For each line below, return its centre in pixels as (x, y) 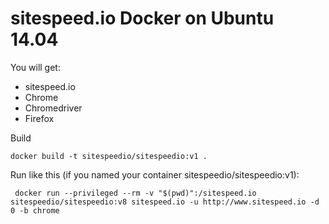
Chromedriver (53, 108)
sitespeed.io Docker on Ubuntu (142, 18)
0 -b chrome (35, 210)
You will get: (35, 67)
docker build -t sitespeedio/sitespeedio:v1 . (109, 156)
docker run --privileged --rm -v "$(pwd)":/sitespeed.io (135, 193)
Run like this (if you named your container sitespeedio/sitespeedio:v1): (155, 174)
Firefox (39, 118)
